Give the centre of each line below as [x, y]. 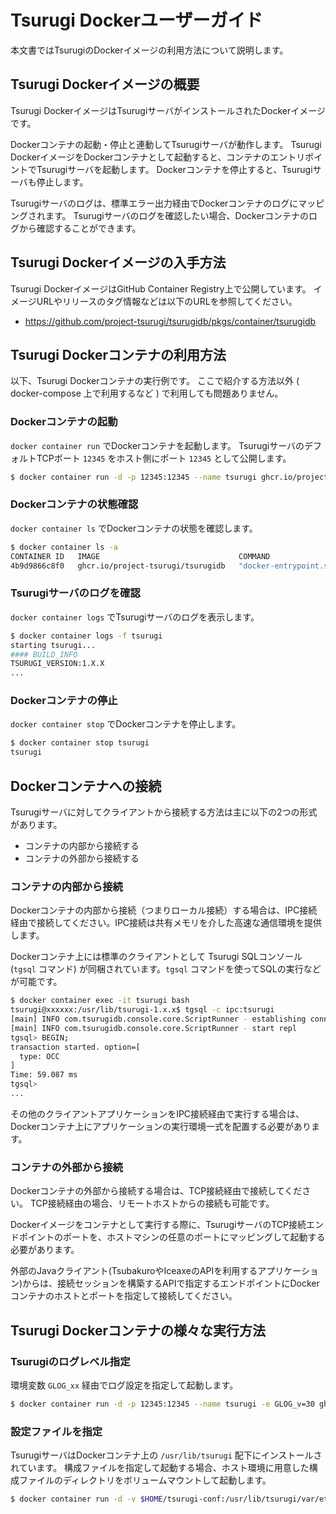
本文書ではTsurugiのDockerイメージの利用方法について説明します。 [149, 50]
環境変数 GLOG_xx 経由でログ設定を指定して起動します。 [124, 1385]
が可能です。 [36, 982]
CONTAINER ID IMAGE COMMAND [140, 556]
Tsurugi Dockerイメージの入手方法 [118, 262]
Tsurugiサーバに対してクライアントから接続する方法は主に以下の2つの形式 [164, 812]
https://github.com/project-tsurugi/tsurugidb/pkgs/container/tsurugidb [170, 321]
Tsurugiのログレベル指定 [70, 1361]
